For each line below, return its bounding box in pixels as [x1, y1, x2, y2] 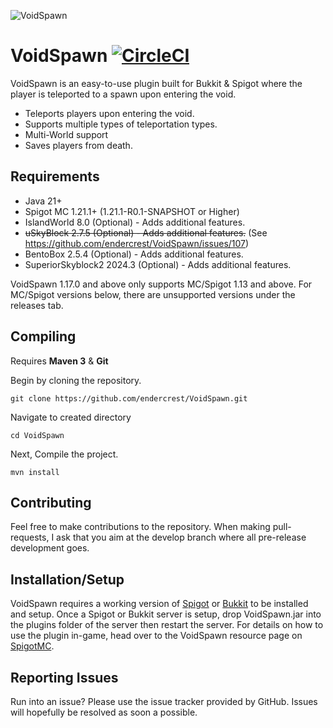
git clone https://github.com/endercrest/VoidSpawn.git [10, 393, 248, 404]
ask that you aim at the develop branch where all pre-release [56, 531, 307, 544]
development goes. [10, 542, 90, 554]
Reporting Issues [10, 669, 119, 686]
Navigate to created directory [10, 411, 132, 423]
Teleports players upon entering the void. [24, 107, 195, 119]
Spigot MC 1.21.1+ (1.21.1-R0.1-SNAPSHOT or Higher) [24, 205, 240, 217]
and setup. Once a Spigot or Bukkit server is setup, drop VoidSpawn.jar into [10, 608, 322, 620]
